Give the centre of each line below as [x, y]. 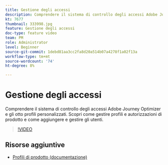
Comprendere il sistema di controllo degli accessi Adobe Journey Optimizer [83, 109]
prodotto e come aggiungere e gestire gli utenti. [54, 120]
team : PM [14, 38]
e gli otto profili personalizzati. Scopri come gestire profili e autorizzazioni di [83, 114]
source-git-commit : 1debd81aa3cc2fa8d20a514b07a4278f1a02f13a [71, 52]
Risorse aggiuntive [35, 145]
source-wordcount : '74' [30, 61]
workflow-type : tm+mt [28, 56]
